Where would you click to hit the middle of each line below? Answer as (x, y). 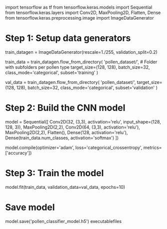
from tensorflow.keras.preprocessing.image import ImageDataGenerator (79, 18)
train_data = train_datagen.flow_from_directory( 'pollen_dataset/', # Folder (81, 62)
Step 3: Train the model (54, 173)
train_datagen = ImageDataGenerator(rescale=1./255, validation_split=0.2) (81, 52)
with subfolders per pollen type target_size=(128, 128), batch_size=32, (77, 67)
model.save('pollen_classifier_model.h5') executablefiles (63, 221)
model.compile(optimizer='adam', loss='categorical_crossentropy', (74, 147)
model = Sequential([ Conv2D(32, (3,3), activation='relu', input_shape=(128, (83, 122)
